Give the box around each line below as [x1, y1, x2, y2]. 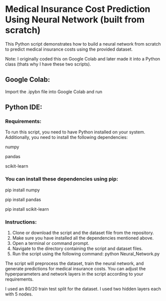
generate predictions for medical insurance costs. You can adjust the [5, 266, 146, 272]
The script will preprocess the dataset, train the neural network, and [5, 260, 144, 266]
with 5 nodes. [5, 291, 33, 297]
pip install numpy [5, 187, 40, 193]
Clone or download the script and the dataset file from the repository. [12, 230, 154, 236]
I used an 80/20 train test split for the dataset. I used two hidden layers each [5, 286, 161, 292]
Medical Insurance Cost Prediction [5, 3, 151, 15]
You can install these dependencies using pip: [5, 176, 118, 182]
